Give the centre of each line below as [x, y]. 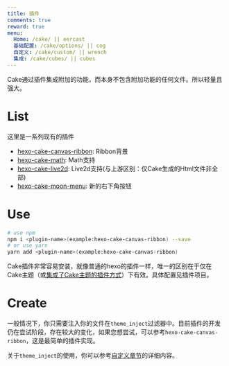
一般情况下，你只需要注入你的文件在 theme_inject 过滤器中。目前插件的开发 [114, 324]
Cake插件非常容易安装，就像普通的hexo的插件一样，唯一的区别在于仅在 [110, 266]
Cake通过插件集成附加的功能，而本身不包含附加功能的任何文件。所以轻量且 [115, 79]
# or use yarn [28, 246]
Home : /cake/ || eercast [49, 40]
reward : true [26, 26]
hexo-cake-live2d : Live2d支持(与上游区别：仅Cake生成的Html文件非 [114, 168]
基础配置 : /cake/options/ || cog [60, 46]
